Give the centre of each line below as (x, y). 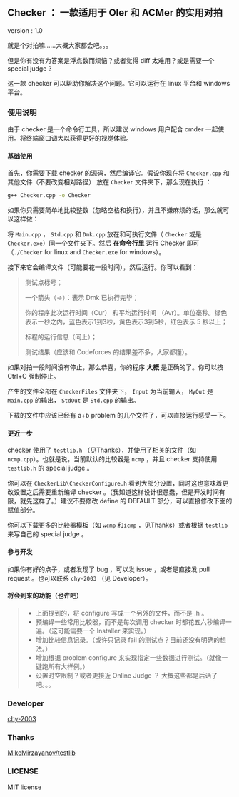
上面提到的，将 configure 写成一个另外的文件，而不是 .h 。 (122, 613)
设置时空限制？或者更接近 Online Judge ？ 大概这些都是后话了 (127, 675)
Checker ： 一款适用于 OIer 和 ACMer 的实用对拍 (115, 13)
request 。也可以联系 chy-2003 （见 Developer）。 (80, 578)
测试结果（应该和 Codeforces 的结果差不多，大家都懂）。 (108, 352)
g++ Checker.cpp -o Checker (49, 196)
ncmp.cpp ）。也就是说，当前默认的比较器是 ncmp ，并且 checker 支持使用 (112, 459)
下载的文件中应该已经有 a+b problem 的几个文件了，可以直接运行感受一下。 (118, 416)
